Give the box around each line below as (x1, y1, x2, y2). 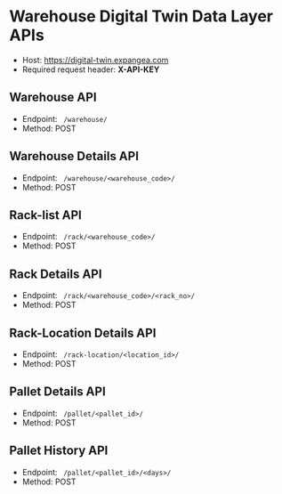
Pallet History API (9, 443, 109, 458)
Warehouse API (9, 90, 97, 105)
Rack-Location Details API (9, 325, 157, 340)
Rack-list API (9, 207, 83, 223)
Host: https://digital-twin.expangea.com (21, 54, 169, 65)
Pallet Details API (9, 385, 107, 400)
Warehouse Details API (9, 149, 140, 164)
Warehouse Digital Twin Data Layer (9, 6, 274, 27)
